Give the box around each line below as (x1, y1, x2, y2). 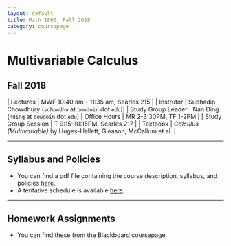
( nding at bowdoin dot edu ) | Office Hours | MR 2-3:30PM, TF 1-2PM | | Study (7, 113, 222, 121)
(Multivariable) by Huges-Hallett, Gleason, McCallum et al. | (7, 127, 177, 135)
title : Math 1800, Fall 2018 (7, 16, 91, 23)
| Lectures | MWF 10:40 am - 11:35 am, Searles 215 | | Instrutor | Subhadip (7, 98, 216, 107)
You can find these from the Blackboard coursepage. (16, 231, 168, 239)
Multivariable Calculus (7, 52, 139, 68)
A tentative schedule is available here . (16, 186, 125, 194)
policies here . (16, 179, 56, 188)
